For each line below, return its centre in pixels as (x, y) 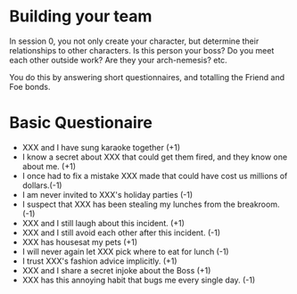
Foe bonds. (30, 86)
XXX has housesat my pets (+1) (80, 241)
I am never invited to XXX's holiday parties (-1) (107, 194)
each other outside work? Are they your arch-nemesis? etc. (118, 60)
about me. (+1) (49, 166)
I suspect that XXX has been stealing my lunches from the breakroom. (151, 204)
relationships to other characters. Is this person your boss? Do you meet (142, 50)
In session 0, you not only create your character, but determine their (134, 41)
